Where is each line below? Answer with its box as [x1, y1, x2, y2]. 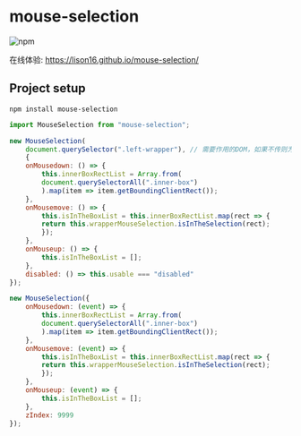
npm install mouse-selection [9, 105, 118, 114]
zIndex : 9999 [25, 410, 74, 420]
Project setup [9, 81, 87, 96]
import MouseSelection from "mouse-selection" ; [9, 120, 191, 129]
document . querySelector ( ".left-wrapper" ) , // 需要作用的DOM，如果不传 [25, 145, 281, 154]
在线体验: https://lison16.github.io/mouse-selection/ [9, 54, 199, 64]
